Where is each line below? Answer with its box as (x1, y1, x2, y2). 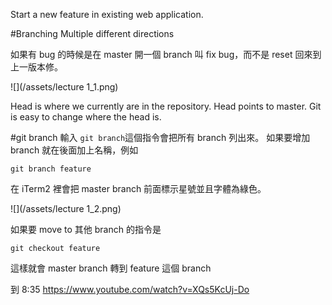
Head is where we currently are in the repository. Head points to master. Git (10, 100, 322, 112)
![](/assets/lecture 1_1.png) (10, 81, 119, 93)
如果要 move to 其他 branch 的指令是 (10, 224, 162, 235)
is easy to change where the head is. (10, 111, 162, 123)
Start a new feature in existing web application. (10, 9, 204, 20)
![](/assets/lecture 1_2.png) (10, 203, 122, 214)
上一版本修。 (10, 61, 63, 73)
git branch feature (10, 164, 92, 174)
